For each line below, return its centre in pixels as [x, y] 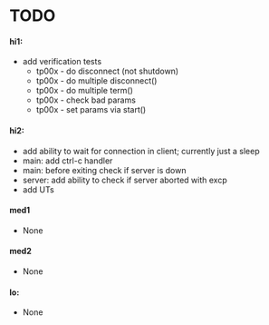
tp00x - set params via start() [91, 110]
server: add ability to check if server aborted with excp [125, 180]
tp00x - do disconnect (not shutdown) [107, 71]
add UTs [38, 189]
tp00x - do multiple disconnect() [96, 81]
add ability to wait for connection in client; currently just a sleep [141, 151]
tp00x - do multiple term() [85, 91]
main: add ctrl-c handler [67, 161]
